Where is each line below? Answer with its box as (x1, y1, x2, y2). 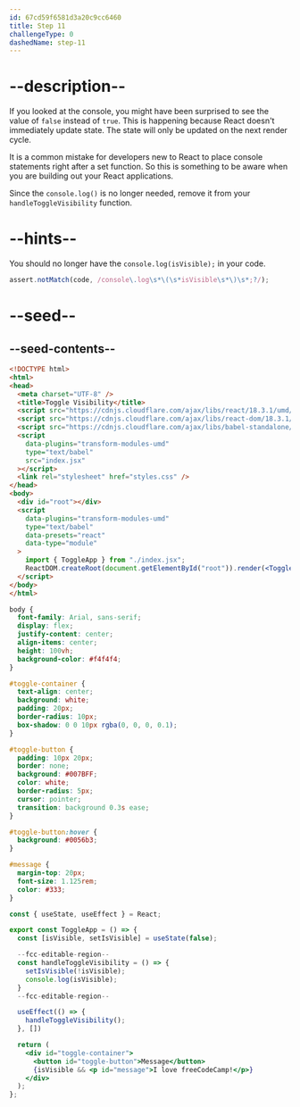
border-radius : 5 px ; (17, 787, 94, 795)
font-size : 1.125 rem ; (17, 877, 98, 886)
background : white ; (17, 695, 90, 705)
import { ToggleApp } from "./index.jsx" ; (25, 555, 186, 565)
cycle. (9, 135, 31, 146)
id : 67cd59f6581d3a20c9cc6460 (9, 12, 122, 22)
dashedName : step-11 (9, 37, 87, 47)
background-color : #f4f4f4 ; (17, 654, 122, 663)
